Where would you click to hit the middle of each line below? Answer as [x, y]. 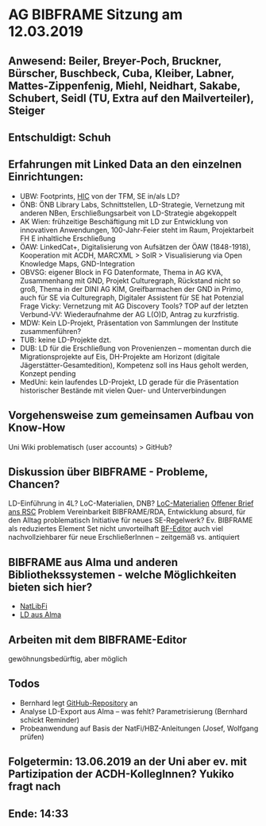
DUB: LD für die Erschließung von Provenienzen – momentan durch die [135, 348]
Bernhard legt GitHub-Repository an [79, 703]
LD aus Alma [40, 615]
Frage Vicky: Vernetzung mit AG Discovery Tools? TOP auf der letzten [134, 306]
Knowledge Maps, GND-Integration [77, 263]
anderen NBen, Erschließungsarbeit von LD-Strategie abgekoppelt [128, 213]
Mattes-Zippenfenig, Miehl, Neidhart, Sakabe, [124, 85]
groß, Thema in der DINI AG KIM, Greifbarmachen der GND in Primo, [131, 289]
